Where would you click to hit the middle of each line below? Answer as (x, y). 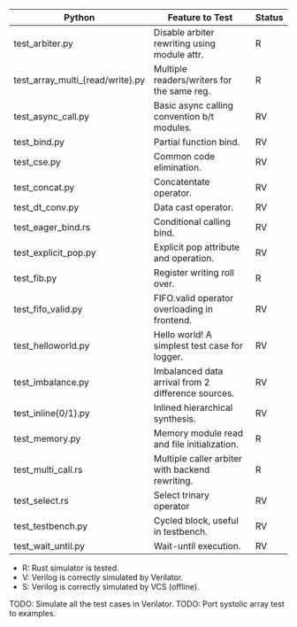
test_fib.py (35, 278)
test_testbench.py (51, 526)
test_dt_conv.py (46, 207)
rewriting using (185, 43)
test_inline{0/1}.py (52, 413)
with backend (182, 470)
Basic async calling (194, 105)
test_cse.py (38, 162)
